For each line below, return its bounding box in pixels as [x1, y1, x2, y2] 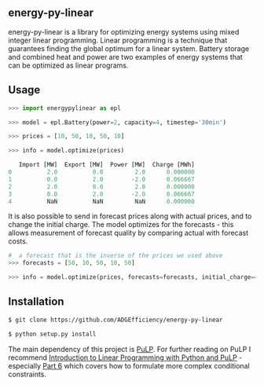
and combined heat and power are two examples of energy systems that [8, 52, 244, 61]
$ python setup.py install [8, 330, 97, 338]
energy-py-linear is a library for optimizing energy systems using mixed [8, 27, 240, 36]
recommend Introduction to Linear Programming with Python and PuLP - [8, 353, 243, 362]
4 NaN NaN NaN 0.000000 [8, 197, 195, 205]
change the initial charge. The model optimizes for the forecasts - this [8, 220, 234, 229]
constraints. [8, 369, 47, 379]
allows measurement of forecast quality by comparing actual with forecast [8, 228, 249, 238]
